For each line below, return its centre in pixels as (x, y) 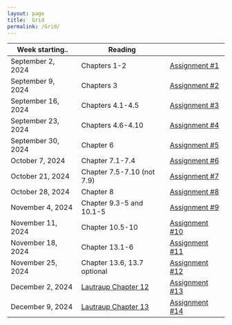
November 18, (34, 243)
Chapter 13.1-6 (107, 248)
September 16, (35, 101)
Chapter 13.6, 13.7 (112, 263)
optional (94, 272)
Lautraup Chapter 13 (115, 307)
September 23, (35, 121)
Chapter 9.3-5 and (112, 203)
